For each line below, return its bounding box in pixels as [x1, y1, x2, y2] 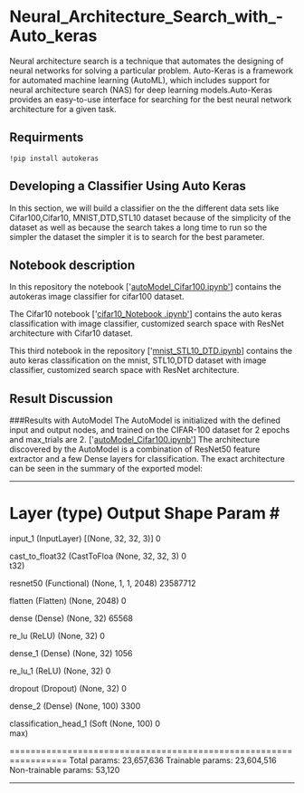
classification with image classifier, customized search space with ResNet [9, 319, 285, 330]
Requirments [9, 129, 84, 146]
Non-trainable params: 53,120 [9, 765, 120, 776]
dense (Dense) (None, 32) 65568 [9, 613, 134, 624]
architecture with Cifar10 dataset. [9, 328, 134, 339]
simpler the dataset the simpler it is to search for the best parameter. [9, 231, 265, 242]
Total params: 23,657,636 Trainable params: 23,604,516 [69, 755, 278, 766]
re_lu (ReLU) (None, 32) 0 [9, 631, 106, 642]
